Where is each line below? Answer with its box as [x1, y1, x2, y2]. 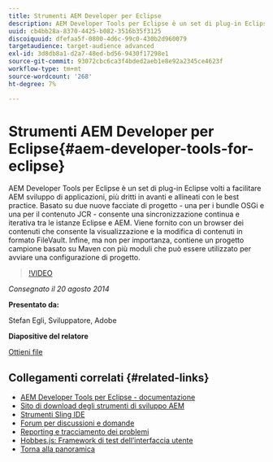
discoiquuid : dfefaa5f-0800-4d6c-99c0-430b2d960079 [8, 34, 187, 43]
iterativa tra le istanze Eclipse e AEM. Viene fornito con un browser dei [8, 218, 244, 228]
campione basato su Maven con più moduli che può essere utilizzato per [8, 244, 252, 254]
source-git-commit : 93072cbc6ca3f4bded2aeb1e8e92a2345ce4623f [8, 58, 223, 66]
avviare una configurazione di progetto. [8, 253, 141, 263]
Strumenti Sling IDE [19, 410, 85, 420]
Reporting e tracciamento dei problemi [19, 427, 149, 437]
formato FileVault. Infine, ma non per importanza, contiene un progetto [8, 235, 245, 245]
